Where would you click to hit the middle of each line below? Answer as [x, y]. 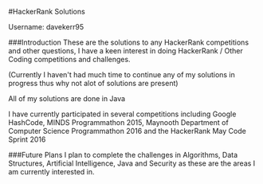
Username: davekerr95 [46, 27]
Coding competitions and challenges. [69, 59]
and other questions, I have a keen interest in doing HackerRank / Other [126, 51]
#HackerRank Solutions [47, 12]
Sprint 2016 [27, 139]
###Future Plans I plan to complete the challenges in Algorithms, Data [123, 155]
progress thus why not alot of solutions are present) [93, 83]
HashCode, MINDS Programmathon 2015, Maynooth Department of [118, 122]
